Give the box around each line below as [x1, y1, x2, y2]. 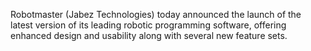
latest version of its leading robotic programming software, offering [10, 19, 287, 31]
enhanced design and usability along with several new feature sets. [10, 30, 288, 41]
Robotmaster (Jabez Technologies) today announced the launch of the [10, 9, 302, 20]
